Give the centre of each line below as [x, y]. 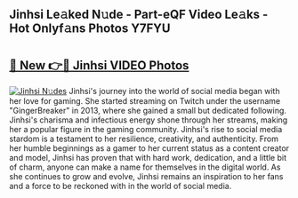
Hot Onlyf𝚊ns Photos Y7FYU [90, 29]
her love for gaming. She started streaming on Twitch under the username [145, 101]
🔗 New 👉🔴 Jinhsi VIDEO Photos [99, 65]
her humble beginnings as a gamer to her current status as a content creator [149, 148]
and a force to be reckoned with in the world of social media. [121, 186]
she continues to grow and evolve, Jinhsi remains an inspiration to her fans [146, 176]
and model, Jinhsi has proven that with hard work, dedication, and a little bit [148, 158]
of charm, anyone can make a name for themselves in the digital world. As [145, 167]
